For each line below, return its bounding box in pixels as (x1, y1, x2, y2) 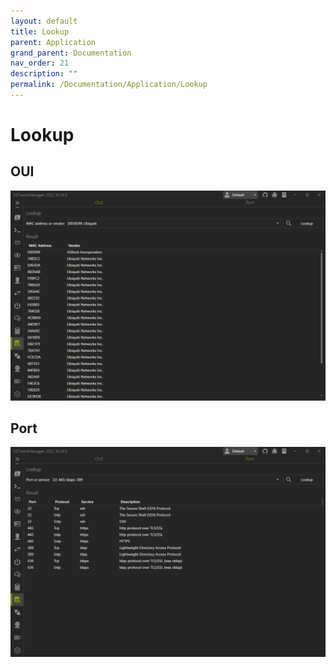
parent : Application (10, 37, 97, 47)
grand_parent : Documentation (10, 48, 132, 58)
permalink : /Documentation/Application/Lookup (10, 80, 208, 90)
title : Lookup (10, 26, 70, 37)
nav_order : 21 (10, 58, 70, 69)
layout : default (10, 16, 78, 26)
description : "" (10, 69, 78, 79)
